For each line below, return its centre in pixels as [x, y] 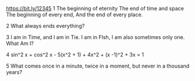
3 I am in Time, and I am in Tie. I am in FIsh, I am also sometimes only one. [95, 37]
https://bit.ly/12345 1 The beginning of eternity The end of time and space [95, 8]
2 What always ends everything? [45, 26]
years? [14, 72]
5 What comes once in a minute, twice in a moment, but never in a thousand [98, 66]
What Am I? [20, 43]
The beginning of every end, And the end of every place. [75, 15]
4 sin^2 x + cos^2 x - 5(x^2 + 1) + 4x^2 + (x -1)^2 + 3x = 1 [75, 54]
